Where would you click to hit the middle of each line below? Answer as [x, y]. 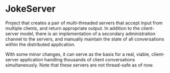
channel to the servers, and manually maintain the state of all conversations [85, 39]
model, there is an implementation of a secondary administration [88, 33]
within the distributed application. [40, 44]
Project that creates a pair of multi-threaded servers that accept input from [84, 23]
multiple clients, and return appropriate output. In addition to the [73, 28]
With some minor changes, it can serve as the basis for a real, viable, [78, 54]
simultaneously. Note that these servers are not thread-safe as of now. [80, 65]
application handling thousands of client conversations [78, 59]
